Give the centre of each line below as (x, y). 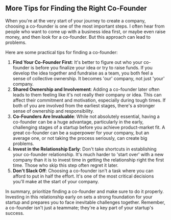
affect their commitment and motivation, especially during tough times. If (89, 100)
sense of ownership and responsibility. (53, 111)
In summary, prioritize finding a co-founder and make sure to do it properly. (85, 191)
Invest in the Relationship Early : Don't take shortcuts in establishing (84, 149)
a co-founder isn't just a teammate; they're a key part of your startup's (79, 207)
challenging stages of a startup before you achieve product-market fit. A (89, 127)
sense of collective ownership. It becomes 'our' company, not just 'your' (89, 78)
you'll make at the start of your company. (56, 181)
